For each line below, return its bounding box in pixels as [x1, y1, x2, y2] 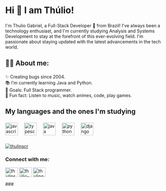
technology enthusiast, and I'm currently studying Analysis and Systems [5, 28, 155, 34]
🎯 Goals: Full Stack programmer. [5, 87, 72, 93]
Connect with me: [5, 156, 50, 163]
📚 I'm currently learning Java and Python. [5, 80, 93, 86]
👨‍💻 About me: [5, 59, 49, 67]
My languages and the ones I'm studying [5, 107, 136, 116]
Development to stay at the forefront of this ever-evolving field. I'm [5, 33, 143, 39]
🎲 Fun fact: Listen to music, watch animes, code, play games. [5, 92, 132, 99]
